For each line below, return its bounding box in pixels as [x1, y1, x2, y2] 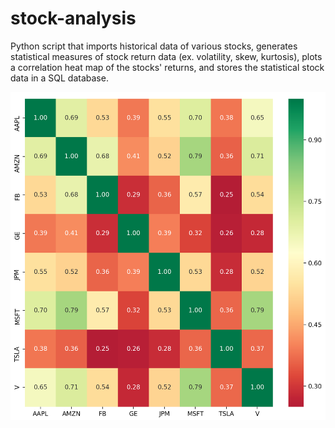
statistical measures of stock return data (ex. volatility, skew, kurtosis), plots [10, 50, 323, 62]
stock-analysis [10, 7, 137, 30]
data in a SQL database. [10, 72, 109, 84]
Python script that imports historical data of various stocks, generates [10, 40, 298, 52]
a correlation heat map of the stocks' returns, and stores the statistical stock [10, 61, 325, 73]
